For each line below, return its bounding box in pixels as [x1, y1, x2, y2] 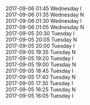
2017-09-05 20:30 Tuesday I [5, 30, 75, 37]
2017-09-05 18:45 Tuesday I [5, 67, 74, 74]
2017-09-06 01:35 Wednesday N [5, 11, 84, 18]
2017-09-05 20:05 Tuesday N [5, 36, 77, 43]
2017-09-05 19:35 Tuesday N [5, 49, 77, 55]
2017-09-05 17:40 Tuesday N [5, 73, 76, 80]
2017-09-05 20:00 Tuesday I [5, 42, 75, 49]
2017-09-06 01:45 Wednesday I [5, 5, 82, 12]
